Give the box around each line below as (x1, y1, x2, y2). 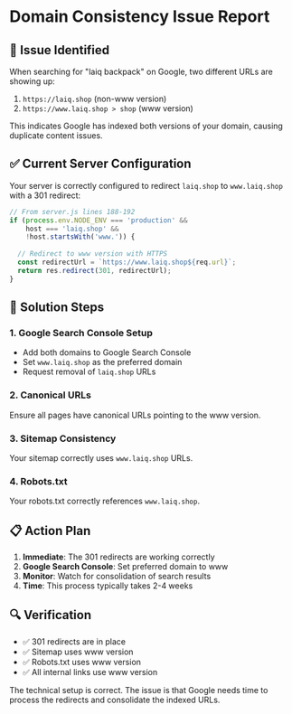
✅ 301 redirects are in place (22, 635, 127, 647)
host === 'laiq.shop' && (25, 224, 119, 233)
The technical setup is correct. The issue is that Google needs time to (9, 684, 268, 695)
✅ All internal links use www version (22, 666, 158, 677)
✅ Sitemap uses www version (22, 646, 134, 657)
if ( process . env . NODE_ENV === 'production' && (9, 215, 188, 225)
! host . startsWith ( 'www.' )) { (25, 232, 136, 241)
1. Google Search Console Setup (9, 327, 154, 339)
